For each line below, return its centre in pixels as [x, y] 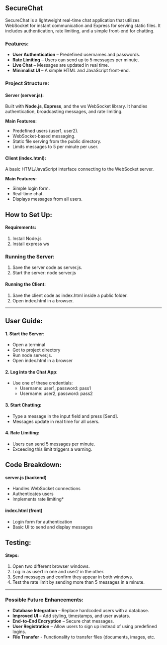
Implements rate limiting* [38, 499]
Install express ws [31, 244]
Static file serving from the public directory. [57, 141]
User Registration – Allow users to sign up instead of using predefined [85, 627]
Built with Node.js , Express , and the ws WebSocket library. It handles [76, 106]
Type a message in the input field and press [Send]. [65, 416]
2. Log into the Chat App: [32, 372]
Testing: [18, 542]
